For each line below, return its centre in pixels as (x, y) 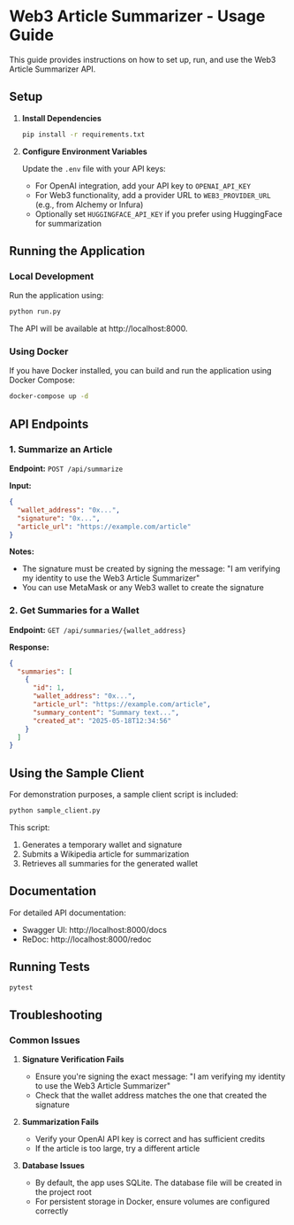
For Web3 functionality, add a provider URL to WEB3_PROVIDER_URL (153, 195)
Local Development (52, 276)
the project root (64, 1192)
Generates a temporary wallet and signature (102, 845)
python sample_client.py (55, 811)
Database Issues (53, 1166)
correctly (52, 1211)
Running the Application (77, 251)
